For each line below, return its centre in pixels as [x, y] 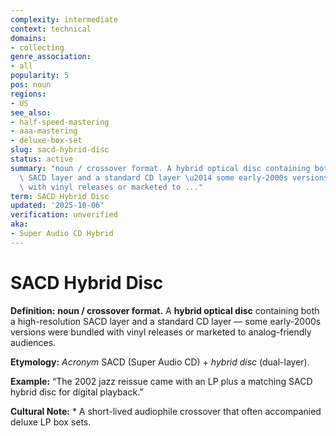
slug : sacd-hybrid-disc [60, 150]
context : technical [51, 29]
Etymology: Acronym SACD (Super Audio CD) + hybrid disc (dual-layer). [160, 362]
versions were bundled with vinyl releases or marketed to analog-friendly [161, 332]
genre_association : [51, 57]
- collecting [37, 47]
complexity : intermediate [64, 19]
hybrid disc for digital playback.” [77, 392]
